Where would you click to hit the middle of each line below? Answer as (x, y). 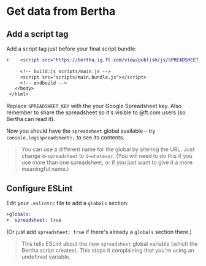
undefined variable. (46, 257)
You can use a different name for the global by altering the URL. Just (108, 149)
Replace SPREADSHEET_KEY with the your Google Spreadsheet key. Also (94, 106)
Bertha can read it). (31, 119)
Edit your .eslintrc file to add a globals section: (67, 203)
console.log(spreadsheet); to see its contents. (65, 138)
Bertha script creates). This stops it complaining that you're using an (108, 250)
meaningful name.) (45, 169)
